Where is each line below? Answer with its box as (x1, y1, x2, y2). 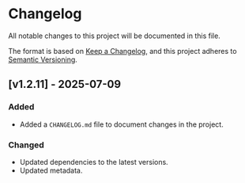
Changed (8, 139, 45, 151)
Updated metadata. (19, 166, 83, 175)
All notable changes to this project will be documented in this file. (8, 31, 221, 40)
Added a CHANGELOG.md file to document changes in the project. (19, 120, 224, 129)
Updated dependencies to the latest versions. (19, 157, 168, 166)
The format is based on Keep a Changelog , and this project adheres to (8, 46, 237, 55)
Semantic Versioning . (8, 55, 77, 64)
